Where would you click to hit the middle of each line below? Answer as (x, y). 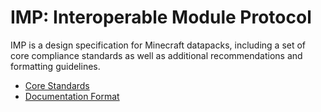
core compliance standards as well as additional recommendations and (156, 55)
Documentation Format (72, 96)
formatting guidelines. (55, 66)
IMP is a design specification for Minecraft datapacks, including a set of (158, 45)
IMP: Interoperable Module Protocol (161, 17)
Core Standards (57, 85)
